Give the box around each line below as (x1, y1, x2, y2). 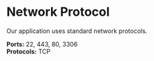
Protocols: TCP (6, 47, 51, 56)
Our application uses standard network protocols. (6, 27, 148, 35)
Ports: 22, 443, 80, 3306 (6, 40, 78, 48)
